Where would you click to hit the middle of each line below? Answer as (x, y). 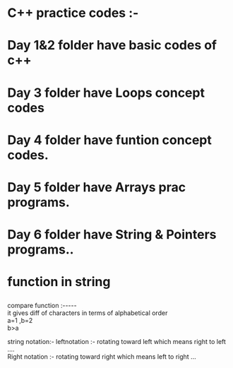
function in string (59, 282)
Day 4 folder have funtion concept (109, 140)
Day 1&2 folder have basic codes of (112, 46)
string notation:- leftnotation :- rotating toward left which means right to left (116, 342)
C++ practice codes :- (73, 13)
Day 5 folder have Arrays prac (96, 187)
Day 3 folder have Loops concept (106, 93)
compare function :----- (42, 306)
